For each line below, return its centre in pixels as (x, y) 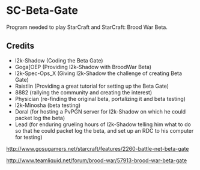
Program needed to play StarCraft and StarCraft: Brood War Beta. (87, 27)
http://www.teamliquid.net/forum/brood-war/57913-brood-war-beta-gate (97, 160)
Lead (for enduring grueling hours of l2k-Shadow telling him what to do (103, 124)
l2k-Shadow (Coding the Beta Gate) (59, 60)
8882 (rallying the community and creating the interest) (83, 92)
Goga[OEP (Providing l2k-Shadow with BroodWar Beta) (83, 67)
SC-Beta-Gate (42, 11)
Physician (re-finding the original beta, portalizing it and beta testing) (100, 99)
